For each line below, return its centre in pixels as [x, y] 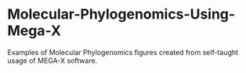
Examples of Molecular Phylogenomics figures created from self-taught [123, 52]
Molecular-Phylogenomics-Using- [121, 14]
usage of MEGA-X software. [52, 61]
